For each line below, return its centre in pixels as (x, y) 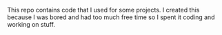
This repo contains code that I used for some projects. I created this (103, 10)
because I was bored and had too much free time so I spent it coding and (111, 17)
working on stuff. (31, 24)
